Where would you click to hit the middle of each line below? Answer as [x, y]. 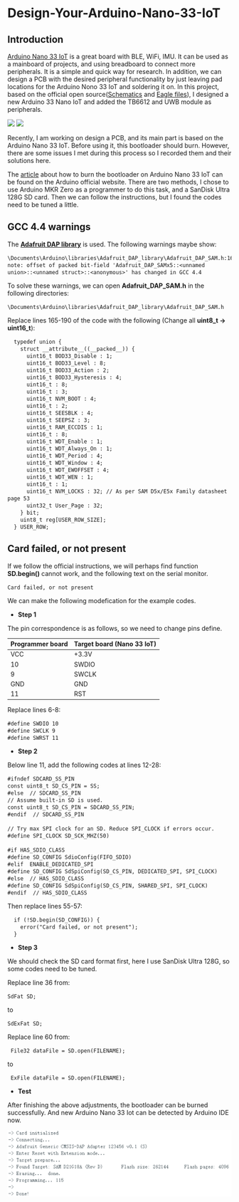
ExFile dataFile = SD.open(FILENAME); [68, 1078]
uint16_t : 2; [47, 406]
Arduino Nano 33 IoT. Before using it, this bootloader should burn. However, [118, 145]
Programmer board [39, 644]
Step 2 [27, 751]
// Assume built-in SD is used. [55, 800]
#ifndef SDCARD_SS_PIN [41, 779]
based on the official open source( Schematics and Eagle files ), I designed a [118, 94]
